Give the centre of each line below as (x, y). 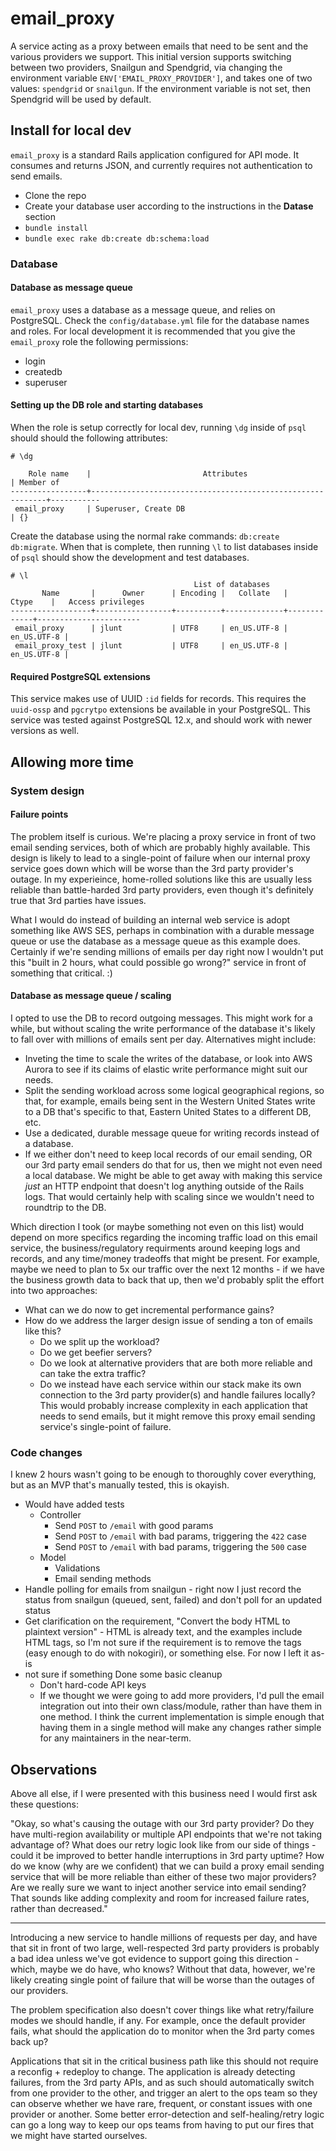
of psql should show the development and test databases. (130, 558)
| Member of (35, 483)
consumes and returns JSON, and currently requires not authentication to (161, 165)
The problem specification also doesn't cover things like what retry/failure (162, 2010)
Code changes (46, 1452)
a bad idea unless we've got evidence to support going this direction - (155, 1959)
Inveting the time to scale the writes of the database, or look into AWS (168, 1058)
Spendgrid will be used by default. (81, 99)
